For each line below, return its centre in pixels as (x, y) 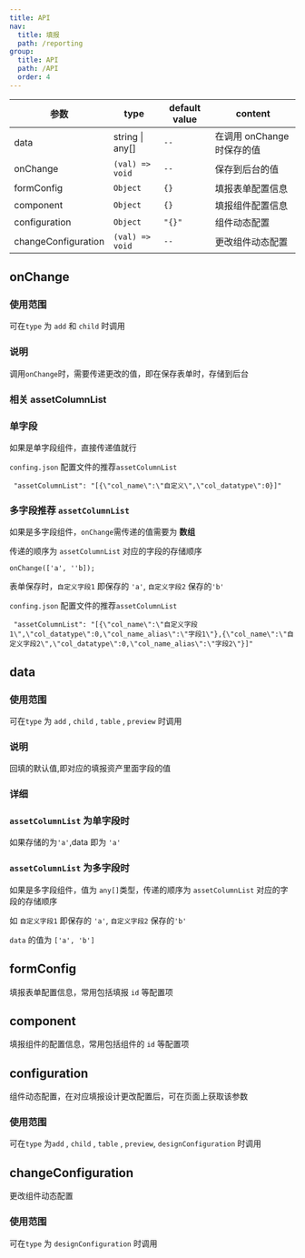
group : (22, 52)
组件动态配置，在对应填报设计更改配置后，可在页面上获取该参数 (128, 1096)
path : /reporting (50, 43)
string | (128, 136)
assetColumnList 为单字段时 (69, 821)
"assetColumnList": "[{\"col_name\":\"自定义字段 (105, 625)
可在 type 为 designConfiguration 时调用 (84, 1243)
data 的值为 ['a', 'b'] (52, 940)
